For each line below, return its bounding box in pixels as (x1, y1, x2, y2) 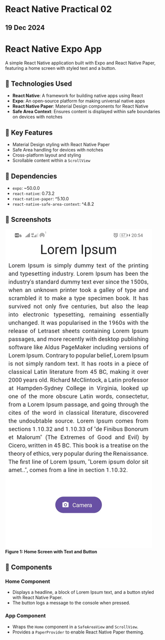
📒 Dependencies (5, 172, 57, 180)
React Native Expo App (5, 43, 102, 54)
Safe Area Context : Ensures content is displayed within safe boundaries (12, 109, 161, 115)
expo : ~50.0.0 (12, 185, 40, 191)
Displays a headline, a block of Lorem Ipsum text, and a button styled (12, 589, 154, 595)
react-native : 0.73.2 (12, 190, 55, 196)
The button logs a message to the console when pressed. (12, 600, 131, 606)
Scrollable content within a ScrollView (12, 158, 90, 163)
